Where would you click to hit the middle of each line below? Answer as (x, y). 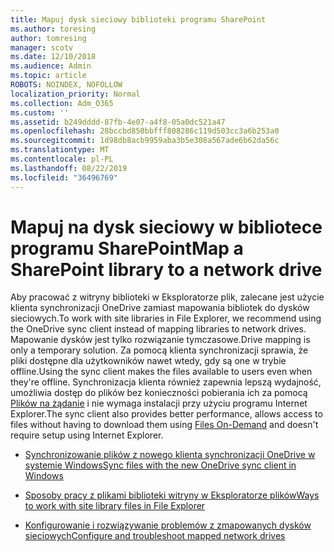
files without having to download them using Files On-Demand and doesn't (164, 425)
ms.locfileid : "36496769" (64, 177)
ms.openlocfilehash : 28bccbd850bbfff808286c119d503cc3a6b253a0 (145, 131)
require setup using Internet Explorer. (87, 435)
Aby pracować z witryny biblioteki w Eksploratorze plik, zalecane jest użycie (167, 297)
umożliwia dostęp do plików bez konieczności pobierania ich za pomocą (159, 393)
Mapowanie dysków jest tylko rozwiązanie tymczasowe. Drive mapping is (160, 340)
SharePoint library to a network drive (166, 269)
